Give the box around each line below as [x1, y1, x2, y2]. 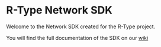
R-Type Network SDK [6, 4, 112, 17]
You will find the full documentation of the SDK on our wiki [6, 34, 149, 41]
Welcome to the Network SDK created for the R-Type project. [6, 23, 156, 30]
